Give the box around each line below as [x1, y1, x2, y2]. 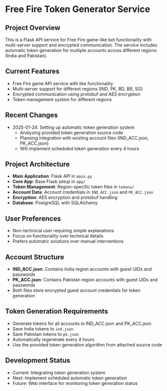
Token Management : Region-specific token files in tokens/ [12, 184, 134, 190]
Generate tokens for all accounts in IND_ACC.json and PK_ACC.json [12, 320, 151, 326]
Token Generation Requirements [5, 307, 108, 316]
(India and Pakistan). [5, 53, 47, 59]
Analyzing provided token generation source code [19, 129, 123, 136]
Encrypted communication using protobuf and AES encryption [12, 91, 141, 97]
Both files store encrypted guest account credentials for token [12, 287, 141, 293]
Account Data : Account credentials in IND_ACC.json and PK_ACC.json [12, 189, 153, 195]
